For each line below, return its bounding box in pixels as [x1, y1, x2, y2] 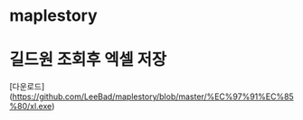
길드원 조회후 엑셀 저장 [9, 50, 167, 70]
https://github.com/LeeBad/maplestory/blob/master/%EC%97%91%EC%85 [12, 91, 294, 102]
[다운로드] [9, 81, 45, 92]
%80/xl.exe [9, 101, 52, 112]
